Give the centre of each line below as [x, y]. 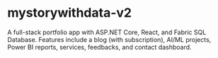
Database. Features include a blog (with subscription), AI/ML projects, [109, 39]
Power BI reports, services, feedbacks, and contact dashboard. [100, 47]
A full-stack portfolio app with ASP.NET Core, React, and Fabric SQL [107, 32]
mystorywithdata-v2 [70, 13]
